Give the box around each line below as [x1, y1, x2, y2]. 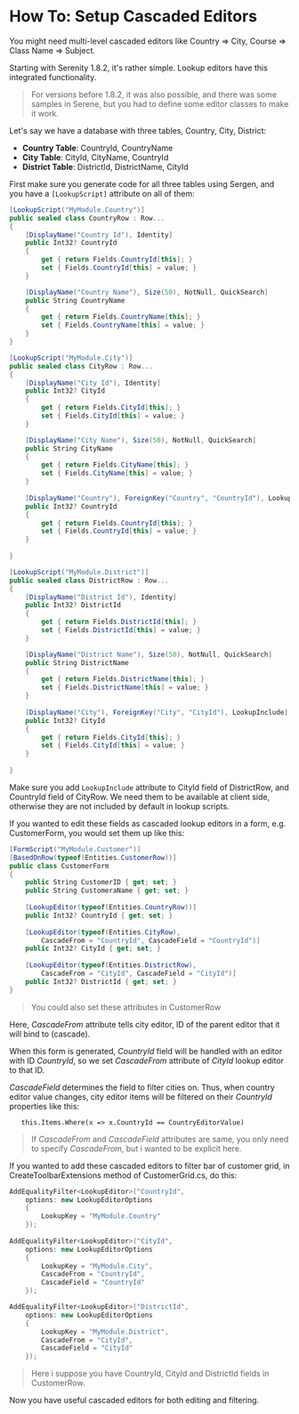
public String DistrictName [25, 658, 129, 667]
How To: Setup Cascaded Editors [9, 6, 258, 27]
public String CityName [25, 443, 114, 453]
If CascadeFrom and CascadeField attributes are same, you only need [30, 1134, 289, 1144]
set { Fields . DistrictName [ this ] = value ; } [41, 683, 209, 692]
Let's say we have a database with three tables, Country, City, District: [9, 125, 267, 135]
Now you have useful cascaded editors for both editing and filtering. [9, 1395, 260, 1406]
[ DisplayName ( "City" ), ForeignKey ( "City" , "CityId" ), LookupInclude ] [25, 708, 289, 717]
